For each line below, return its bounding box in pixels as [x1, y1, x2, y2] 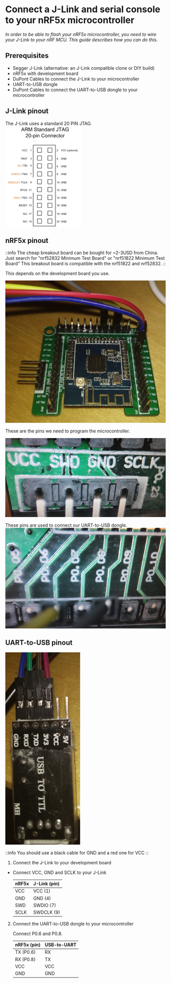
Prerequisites [5, 51, 49, 60]
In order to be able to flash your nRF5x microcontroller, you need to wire [5, 31, 157, 37]
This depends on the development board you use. [5, 270, 110, 277]
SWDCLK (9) [33, 909, 61, 915]
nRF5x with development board [12, 70, 79, 76]
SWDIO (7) [33, 902, 56, 908]
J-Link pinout [5, 107, 49, 116]
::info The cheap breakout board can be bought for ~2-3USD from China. [5, 250, 159, 256]
